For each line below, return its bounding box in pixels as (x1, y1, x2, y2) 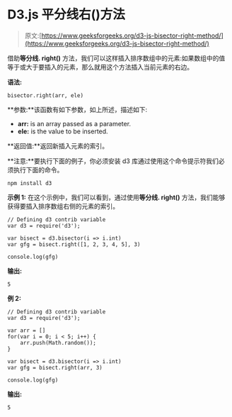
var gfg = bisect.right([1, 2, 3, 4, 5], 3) (7, 240, 141, 248)
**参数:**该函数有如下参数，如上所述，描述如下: (7, 105, 148, 113)
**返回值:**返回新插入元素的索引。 (7, 141, 109, 150)
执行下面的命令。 (13, 165, 64, 174)
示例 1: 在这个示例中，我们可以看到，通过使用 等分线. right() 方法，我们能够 (7, 193, 226, 201)
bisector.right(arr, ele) (7, 91, 83, 99)
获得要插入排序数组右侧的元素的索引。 (7, 201, 119, 210)
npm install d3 (7, 179, 52, 187)
